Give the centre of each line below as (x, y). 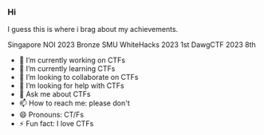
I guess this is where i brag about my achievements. (93, 30)
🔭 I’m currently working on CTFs (72, 60)
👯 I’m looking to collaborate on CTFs (79, 77)
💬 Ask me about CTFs (55, 94)
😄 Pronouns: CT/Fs (51, 115)
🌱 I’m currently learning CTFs (67, 69)
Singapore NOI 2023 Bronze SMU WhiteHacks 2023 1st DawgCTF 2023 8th (132, 45)
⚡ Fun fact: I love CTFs (56, 124)
